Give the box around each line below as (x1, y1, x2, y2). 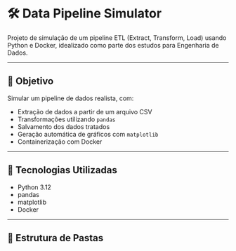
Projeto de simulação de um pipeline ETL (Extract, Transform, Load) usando (7, 33, 227, 42)
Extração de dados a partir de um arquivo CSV (17, 107, 152, 116)
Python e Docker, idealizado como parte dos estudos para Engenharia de (7, 41, 219, 49)
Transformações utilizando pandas (17, 115, 116, 123)
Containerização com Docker (17, 137, 103, 146)
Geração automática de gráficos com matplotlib (17, 130, 159, 138)
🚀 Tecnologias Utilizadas (7, 164, 117, 176)
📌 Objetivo (7, 75, 54, 88)
